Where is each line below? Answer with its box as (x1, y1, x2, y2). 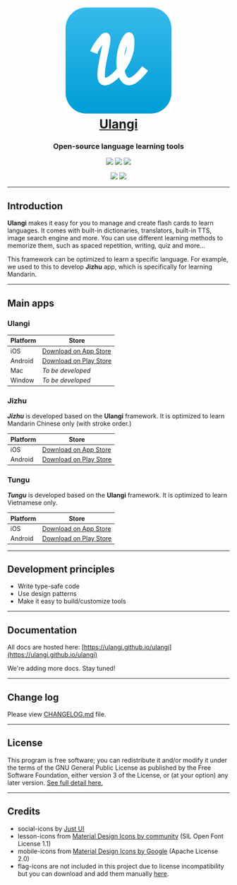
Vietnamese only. (7, 498, 58, 507)
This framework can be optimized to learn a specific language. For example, (7, 255, 229, 264)
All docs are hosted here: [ (7, 643, 85, 652)
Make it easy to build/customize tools (17, 597, 126, 606)
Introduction (7, 200, 63, 212)
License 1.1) (17, 839, 51, 848)
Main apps (7, 297, 54, 309)
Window (10, 376, 35, 385)
